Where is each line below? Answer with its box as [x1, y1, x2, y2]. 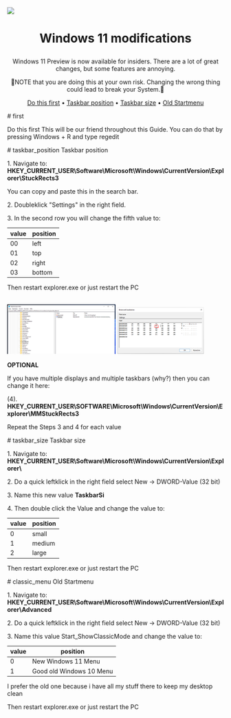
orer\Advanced [7, 605, 52, 613]
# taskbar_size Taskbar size [7, 436, 86, 444]
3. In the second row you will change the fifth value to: [7, 214, 161, 223]
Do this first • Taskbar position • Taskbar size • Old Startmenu [27, 99, 204, 107]
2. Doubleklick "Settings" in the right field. [7, 201, 126, 209]
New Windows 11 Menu [32, 657, 100, 666]
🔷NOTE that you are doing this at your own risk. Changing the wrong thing [10, 78, 221, 86]
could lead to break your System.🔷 [66, 85, 165, 94]
